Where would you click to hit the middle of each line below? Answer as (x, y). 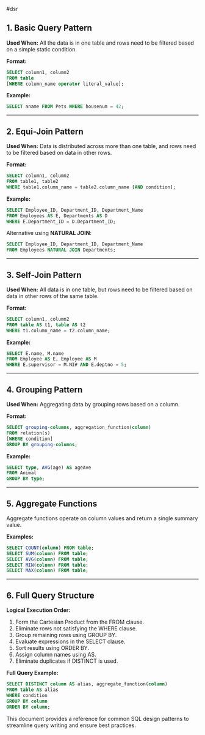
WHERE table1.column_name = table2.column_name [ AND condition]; (91, 187)
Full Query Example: (33, 673)
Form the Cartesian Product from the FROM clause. (80, 622)
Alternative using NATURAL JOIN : (49, 233)
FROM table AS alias (33, 690)
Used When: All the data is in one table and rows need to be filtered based (100, 43)
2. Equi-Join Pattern (45, 131)
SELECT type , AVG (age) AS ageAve (49, 468)
